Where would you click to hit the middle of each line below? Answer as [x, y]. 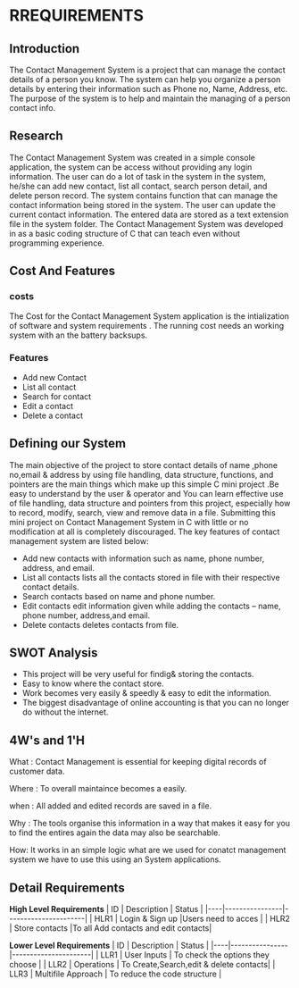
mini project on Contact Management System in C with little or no [129, 522]
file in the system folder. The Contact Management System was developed [146, 223]
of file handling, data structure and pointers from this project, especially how [150, 503]
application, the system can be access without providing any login [131, 167]
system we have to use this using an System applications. [115, 859]
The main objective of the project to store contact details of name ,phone [144, 465]
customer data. [37, 771]
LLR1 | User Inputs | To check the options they [185, 955]
